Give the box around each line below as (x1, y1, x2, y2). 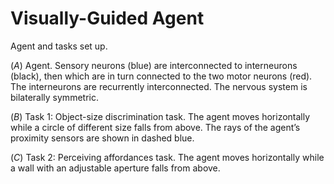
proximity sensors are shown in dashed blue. (10, 132, 195, 144)
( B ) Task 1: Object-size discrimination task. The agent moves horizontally (10, 110, 311, 122)
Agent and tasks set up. (10, 40, 108, 52)
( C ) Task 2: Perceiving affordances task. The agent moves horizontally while (10, 151, 325, 163)
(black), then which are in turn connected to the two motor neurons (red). (10, 70, 313, 82)
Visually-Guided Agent (10, 7, 205, 30)
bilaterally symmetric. (10, 91, 99, 103)
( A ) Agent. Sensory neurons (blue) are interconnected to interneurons (10, 59, 298, 71)
